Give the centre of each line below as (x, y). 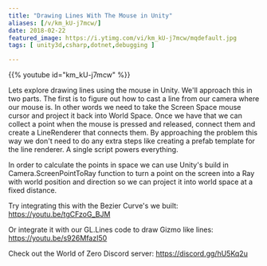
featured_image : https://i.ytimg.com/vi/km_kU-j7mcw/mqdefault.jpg (123, 38)
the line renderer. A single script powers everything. (93, 150)
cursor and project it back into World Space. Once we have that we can (126, 115)
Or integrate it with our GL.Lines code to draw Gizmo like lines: (111, 230)
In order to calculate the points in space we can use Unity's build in (118, 165)
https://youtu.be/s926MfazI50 (58, 238)
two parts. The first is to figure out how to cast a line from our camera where (134, 99)
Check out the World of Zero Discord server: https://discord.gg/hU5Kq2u (128, 254)
